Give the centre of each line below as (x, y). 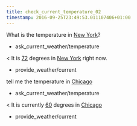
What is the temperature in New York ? (53, 34)
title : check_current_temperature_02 (54, 12)
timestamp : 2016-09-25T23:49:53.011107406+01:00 (68, 17)
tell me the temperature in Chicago (49, 81)
